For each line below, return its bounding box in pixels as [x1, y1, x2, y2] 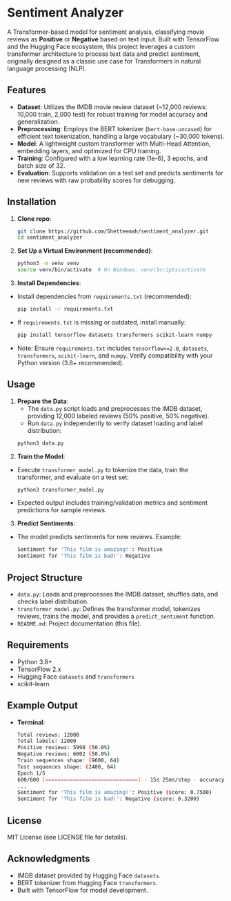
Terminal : [17, 718, 46, 726]
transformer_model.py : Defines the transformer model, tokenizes [17, 604, 201, 612]
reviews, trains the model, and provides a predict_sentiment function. [17, 612, 216, 620]
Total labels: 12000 [17, 737, 77, 745]
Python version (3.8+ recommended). [17, 358, 124, 367]
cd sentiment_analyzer [17, 234, 83, 241]
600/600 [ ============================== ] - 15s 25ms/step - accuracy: [17, 776, 228, 783]
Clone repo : [17, 214, 52, 222]
